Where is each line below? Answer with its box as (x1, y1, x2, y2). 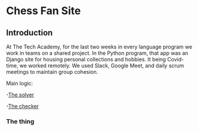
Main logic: (6, 80, 33, 87)
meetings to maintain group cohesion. (6, 68, 99, 75)
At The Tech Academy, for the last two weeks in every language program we (6, 43, 193, 50)
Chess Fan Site (6, 4, 81, 18)
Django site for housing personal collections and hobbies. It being (6, 56, 167, 63)
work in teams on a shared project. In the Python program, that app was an (6, 50, 189, 57)
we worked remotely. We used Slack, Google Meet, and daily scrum (20, 62, 184, 69)
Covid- (167, 56, 184, 63)
